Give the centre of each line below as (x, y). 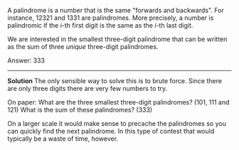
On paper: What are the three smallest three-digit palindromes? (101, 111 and (118, 102)
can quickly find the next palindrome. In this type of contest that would (111, 131)
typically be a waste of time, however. (63, 139)
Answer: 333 (26, 60)
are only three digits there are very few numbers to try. (87, 89)
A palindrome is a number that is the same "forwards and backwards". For (116, 10)
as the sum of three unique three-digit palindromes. (83, 47)
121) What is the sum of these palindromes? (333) (80, 110)
